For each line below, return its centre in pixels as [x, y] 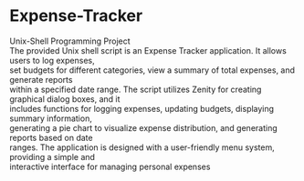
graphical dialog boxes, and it [65, 99]
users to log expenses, [52, 60]
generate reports [41, 79]
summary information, [51, 118]
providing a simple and [52, 156]
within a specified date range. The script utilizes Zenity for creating [136, 89]
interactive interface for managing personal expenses [110, 166]
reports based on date [51, 137]
